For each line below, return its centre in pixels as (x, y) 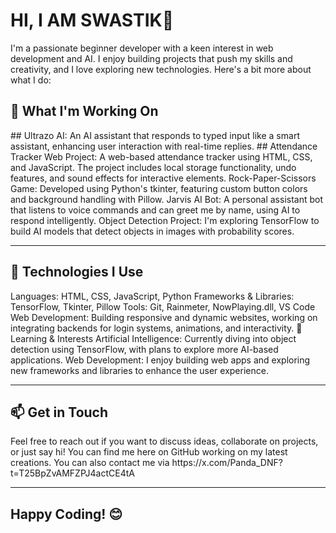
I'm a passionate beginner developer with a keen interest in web (142, 48)
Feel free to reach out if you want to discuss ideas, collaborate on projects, (164, 441)
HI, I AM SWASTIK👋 (92, 20)
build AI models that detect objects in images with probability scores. (152, 231)
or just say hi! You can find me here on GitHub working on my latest (149, 452)
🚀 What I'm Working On (84, 111)
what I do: (31, 80)
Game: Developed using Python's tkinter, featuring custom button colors (159, 188)
